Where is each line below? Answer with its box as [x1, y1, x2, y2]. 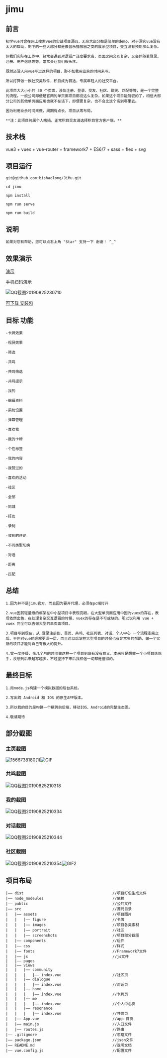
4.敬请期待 [5, 714, 25, 719]
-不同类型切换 [5, 543, 30, 548]
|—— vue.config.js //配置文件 [5, 1048, 132, 1054]
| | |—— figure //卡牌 [5, 917, 125, 922]
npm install [5, 193, 30, 198]
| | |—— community [5, 967, 53, 972]
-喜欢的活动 [5, 475, 27, 480]
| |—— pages [5, 958, 35, 964]
